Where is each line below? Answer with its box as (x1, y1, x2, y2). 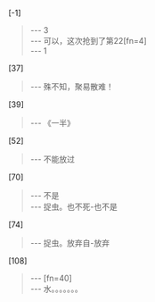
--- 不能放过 (29, 154, 76, 164)
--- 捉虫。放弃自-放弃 (29, 238, 110, 248)
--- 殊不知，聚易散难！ (29, 81, 115, 92)
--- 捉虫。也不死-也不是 (29, 201, 118, 212)
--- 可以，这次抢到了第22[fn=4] (29, 36, 148, 46)
